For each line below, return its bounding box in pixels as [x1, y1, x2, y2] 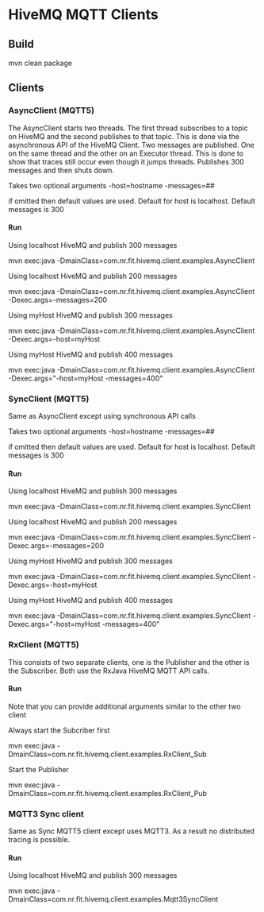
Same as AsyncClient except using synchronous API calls [8, 412, 196, 421]
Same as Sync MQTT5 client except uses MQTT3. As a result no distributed [8, 826, 255, 836]
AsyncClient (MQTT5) [8, 105, 95, 116]
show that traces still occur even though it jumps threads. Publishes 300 [8, 157, 244, 166]
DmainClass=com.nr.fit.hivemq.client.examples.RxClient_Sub [8, 749, 208, 759]
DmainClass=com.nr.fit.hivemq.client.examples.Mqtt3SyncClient [8, 895, 219, 904]
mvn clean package [8, 58, 73, 68]
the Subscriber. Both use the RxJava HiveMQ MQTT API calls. [8, 666, 210, 675]
